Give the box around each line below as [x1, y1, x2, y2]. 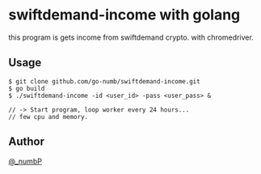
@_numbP [8, 156, 43, 166]
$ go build [8, 84, 45, 92]
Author [8, 135, 44, 149]
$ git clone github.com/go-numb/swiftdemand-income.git [8, 77, 200, 86]
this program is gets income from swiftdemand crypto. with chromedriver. [8, 32, 255, 42]
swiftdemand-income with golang [8, 6, 241, 24]
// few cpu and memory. [8, 112, 89, 121]
